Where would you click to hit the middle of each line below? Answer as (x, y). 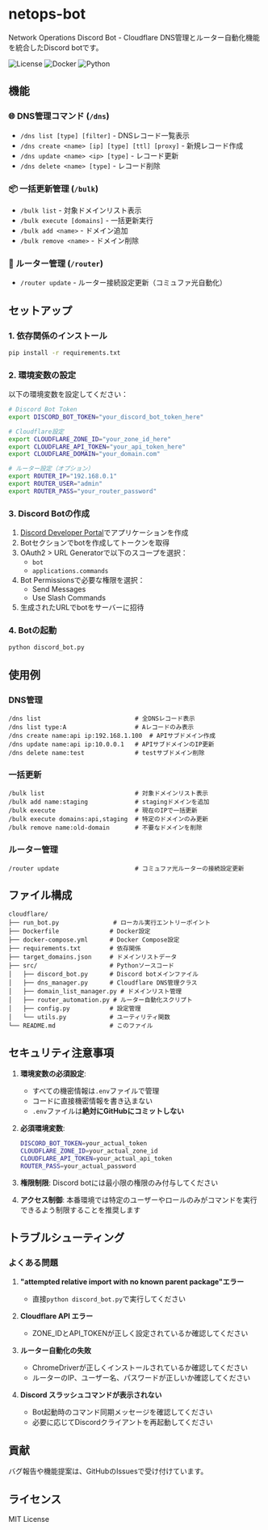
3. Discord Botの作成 (49, 513)
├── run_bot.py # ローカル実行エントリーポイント (110, 923)
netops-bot (47, 14)
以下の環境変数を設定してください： (69, 394)
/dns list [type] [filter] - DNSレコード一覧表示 (105, 135)
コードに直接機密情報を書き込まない (92, 1101)
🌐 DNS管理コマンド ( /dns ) (59, 116)
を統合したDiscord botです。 (56, 47)
